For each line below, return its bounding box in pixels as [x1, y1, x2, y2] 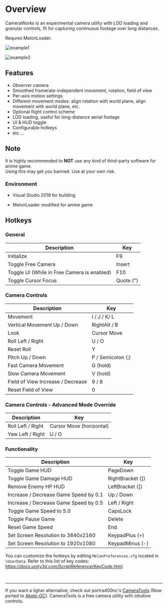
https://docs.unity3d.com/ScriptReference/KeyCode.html [5, 564, 123, 570]
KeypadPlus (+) [107, 532, 144, 539]
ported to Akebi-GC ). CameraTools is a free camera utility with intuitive [5, 593, 151, 599]
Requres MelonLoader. [5, 35, 52, 41]
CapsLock [107, 508, 132, 515]
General [5, 231, 25, 238]
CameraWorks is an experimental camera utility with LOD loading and [5, 20, 148, 26]
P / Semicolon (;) [91, 354, 131, 361]
